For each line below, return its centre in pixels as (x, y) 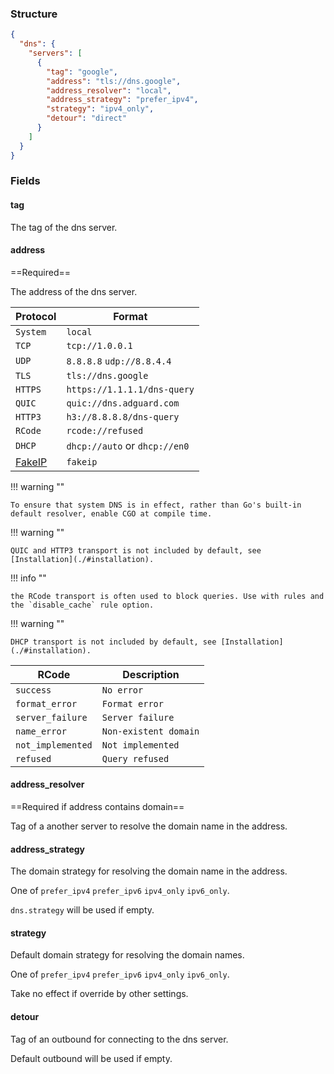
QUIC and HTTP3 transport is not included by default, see (136, 550)
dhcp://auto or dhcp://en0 (128, 445)
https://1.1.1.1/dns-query (130, 389)
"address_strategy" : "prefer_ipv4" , (122, 100)
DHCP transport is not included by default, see (113, 642)
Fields (25, 181)
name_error (41, 731)
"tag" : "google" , (82, 72)
